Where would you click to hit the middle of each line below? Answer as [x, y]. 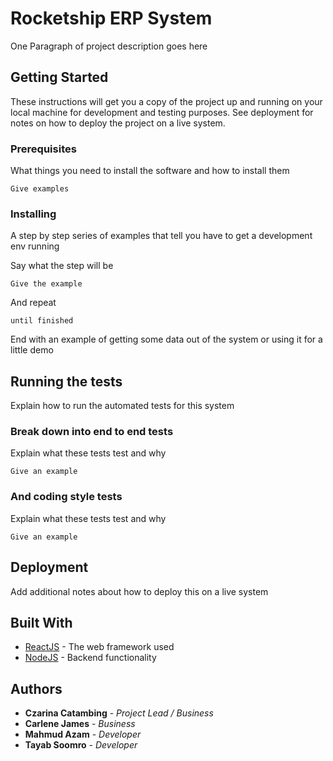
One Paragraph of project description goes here [109, 46]
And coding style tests [66, 497]
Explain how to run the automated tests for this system [122, 406]
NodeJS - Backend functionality [90, 658]
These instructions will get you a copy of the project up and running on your [166, 101]
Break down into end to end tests [92, 432]
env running [35, 246]
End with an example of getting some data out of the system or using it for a [166, 339]
